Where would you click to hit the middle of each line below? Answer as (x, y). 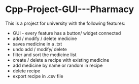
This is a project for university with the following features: (65, 23)
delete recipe (26, 71)
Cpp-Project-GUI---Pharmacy (70, 9)
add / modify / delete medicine (45, 38)
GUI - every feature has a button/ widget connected (67, 33)
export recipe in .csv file (38, 76)
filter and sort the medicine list (45, 55)
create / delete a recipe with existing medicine (61, 60)
